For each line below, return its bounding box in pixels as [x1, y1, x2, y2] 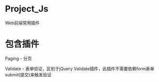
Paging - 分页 [5, 55, 32, 61]
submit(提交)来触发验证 [5, 71, 52, 78]
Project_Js [5, 3, 48, 14]
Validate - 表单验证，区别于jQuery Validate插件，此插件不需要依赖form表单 [5, 66, 155, 71]
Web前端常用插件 [5, 20, 40, 26]
